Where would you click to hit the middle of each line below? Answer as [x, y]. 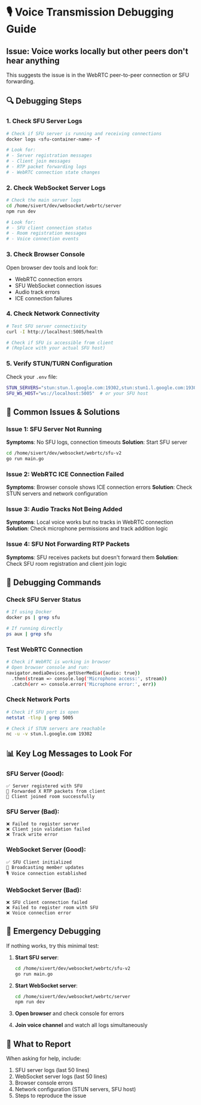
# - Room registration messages [46, 233]
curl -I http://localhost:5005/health [54, 331]
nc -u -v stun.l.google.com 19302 [49, 734]
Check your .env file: [32, 377]
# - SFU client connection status [49, 228]
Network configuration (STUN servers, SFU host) [75, 1089]
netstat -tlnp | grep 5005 [40, 718]
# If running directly [34, 629]
